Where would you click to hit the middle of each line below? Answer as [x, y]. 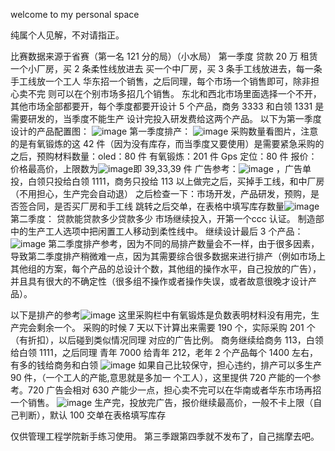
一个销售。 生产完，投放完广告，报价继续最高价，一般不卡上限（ [162, 402]
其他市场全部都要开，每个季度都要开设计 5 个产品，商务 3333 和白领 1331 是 [167, 106]
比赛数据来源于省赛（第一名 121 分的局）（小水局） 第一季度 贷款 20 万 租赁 [164, 56]
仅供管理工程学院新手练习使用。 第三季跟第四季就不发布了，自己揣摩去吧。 [165, 436]
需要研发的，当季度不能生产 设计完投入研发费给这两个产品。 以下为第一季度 [166, 118]
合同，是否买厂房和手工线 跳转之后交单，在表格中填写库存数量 [156, 206]
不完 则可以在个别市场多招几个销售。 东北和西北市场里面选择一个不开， [174, 93]
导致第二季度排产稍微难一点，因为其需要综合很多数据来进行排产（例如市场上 [168, 256]
